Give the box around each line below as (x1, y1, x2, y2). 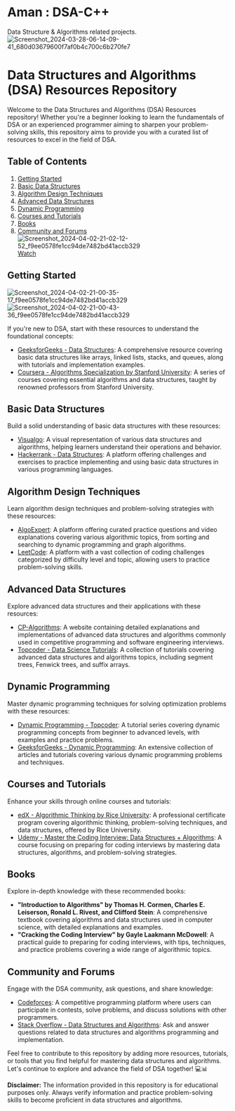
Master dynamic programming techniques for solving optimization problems (7, 699, 227, 708)
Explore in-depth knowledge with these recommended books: (7, 887, 186, 896)
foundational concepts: (7, 331, 74, 340)
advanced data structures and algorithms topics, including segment (17, 652, 213, 661)
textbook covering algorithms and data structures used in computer (17, 915, 213, 924)
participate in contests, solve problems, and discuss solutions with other (17, 1005, 227, 1014)
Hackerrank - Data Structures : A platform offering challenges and (17, 450, 207, 459)
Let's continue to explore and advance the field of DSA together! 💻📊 (7, 1065, 208, 1073)
